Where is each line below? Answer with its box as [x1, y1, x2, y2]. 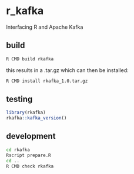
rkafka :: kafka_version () [6, 115, 67, 121]
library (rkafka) [6, 110, 46, 115]
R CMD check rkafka [6, 163, 54, 169]
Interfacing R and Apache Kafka [6, 23, 83, 30]
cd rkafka [6, 146, 31, 153]
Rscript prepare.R [6, 152, 51, 158]
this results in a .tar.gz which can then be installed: [6, 66, 129, 74]
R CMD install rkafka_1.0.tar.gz [6, 78, 88, 84]
